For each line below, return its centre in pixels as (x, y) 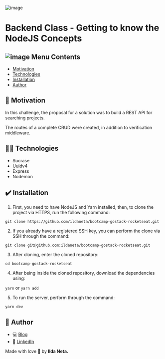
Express (21, 171)
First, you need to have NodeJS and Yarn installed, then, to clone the (83, 207)
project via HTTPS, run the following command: (61, 213)
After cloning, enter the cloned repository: (55, 255)
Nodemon (23, 176)
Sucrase (21, 160)
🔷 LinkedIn (23, 342)
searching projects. (25, 118)
